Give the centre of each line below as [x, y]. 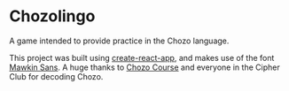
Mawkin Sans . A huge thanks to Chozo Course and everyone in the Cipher [145, 67]
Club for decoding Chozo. [56, 76]
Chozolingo [52, 16]
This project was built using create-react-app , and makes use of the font [142, 57]
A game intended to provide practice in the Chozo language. [119, 41]
